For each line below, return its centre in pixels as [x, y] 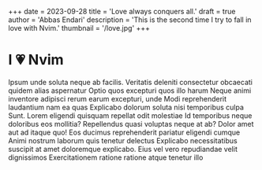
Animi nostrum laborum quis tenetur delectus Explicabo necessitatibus [123, 140]
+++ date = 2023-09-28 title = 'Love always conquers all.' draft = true [122, 11]
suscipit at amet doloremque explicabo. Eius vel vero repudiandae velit [123, 149]
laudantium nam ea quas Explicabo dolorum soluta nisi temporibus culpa [126, 107]
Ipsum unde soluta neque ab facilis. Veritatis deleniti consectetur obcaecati [130, 82]
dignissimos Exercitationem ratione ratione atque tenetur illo [106, 157]
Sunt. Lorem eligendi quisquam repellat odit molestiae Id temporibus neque [130, 115]
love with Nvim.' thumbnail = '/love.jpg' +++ [79, 28]
